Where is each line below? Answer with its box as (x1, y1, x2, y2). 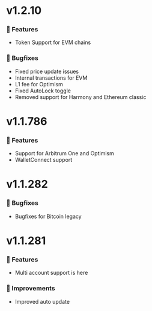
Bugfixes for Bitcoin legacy (14, 213, 82, 220)
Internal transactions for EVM (14, 74, 88, 82)
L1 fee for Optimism (14, 80, 63, 88)
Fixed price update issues (14, 68, 79, 75)
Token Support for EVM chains (14, 39, 91, 46)
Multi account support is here (14, 269, 88, 277)
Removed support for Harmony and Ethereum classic (14, 93, 147, 100)
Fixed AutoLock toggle (14, 87, 71, 94)
